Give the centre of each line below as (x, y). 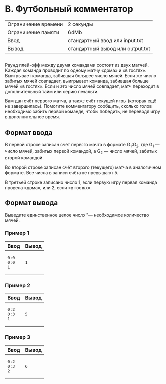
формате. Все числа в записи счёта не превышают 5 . (62, 172)
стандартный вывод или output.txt (109, 48)
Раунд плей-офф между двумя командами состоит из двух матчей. (77, 65)
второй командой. (24, 157)
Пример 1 (17, 233)
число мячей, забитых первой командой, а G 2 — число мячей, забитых (81, 151)
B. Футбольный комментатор (69, 9)
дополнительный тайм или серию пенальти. (52, 92)
